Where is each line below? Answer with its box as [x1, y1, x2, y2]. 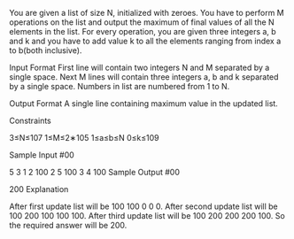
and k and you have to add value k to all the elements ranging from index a [9, 35, 282, 46]
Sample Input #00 [9, 150, 75, 160]
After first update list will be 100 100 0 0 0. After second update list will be [9, 201, 278, 212]
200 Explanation [9, 184, 69, 194]
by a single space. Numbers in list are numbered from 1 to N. [9, 81, 230, 91]
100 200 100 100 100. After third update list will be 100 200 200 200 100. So [9, 211, 285, 220]
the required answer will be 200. [9, 220, 128, 230]
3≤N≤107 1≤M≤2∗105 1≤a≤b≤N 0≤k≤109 [9, 133, 159, 143]
